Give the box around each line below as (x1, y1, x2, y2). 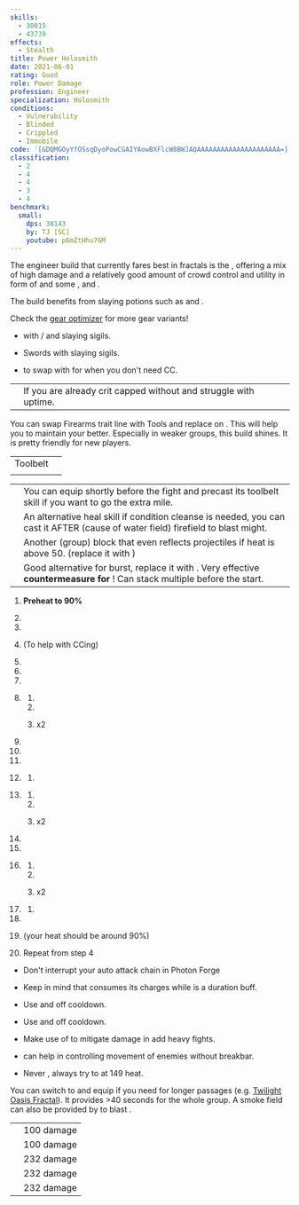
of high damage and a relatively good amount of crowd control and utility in (10, 270, 285, 280)
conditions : (10, 104, 54, 113)
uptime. (23, 396, 56, 408)
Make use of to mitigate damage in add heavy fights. (22, 1034, 216, 1044)
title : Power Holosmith (10, 54, 98, 63)
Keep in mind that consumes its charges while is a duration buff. (22, 982, 257, 993)
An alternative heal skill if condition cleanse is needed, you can (23, 511, 286, 524)
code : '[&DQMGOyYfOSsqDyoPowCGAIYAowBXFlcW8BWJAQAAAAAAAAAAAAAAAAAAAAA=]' (10, 145, 293, 154)
